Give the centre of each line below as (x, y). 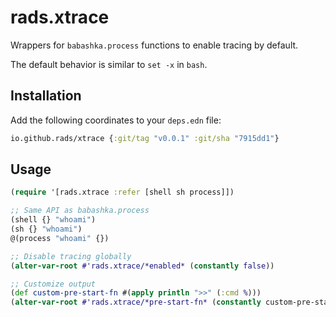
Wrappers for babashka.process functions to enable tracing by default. (154, 45)
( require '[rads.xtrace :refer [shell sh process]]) (122, 192)
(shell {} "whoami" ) (53, 220)
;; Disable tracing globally (71, 256)
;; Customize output (53, 284)
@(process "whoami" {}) (60, 238)
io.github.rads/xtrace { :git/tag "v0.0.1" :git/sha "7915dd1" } (145, 138)
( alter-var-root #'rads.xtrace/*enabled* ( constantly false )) (142, 266)
